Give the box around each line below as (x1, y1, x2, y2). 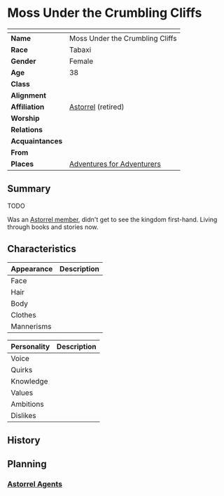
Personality (10, 341, 50, 351)
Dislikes (10, 410, 36, 420)
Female (69, 56, 94, 66)
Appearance (10, 263, 53, 273)
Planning (7, 458, 47, 470)
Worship (10, 113, 40, 123)
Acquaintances (10, 136, 63, 145)
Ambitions (10, 399, 44, 409)
